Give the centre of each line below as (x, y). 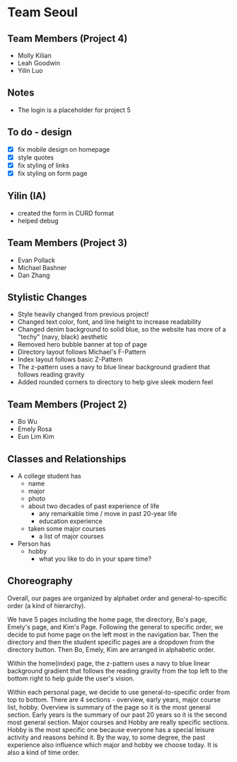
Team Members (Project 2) (67, 404)
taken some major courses (67, 528)
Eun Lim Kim (36, 437)
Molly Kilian (34, 55)
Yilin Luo (30, 71)
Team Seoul (43, 12)
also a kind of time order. (44, 752)
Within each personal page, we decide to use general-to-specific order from (118, 692)
